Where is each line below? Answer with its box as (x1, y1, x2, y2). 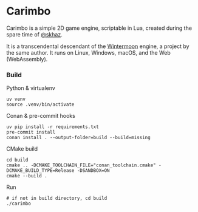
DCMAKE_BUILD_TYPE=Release (6, 168, 75, 174)
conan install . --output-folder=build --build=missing (6, 135, 151, 141)
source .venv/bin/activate (6, 101, 75, 108)
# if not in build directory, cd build (6, 196, 108, 202)
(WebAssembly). (6, 55, 48, 63)
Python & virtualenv (6, 84, 56, 92)
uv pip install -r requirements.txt (6, 124, 99, 130)
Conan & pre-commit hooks (6, 112, 76, 120)
